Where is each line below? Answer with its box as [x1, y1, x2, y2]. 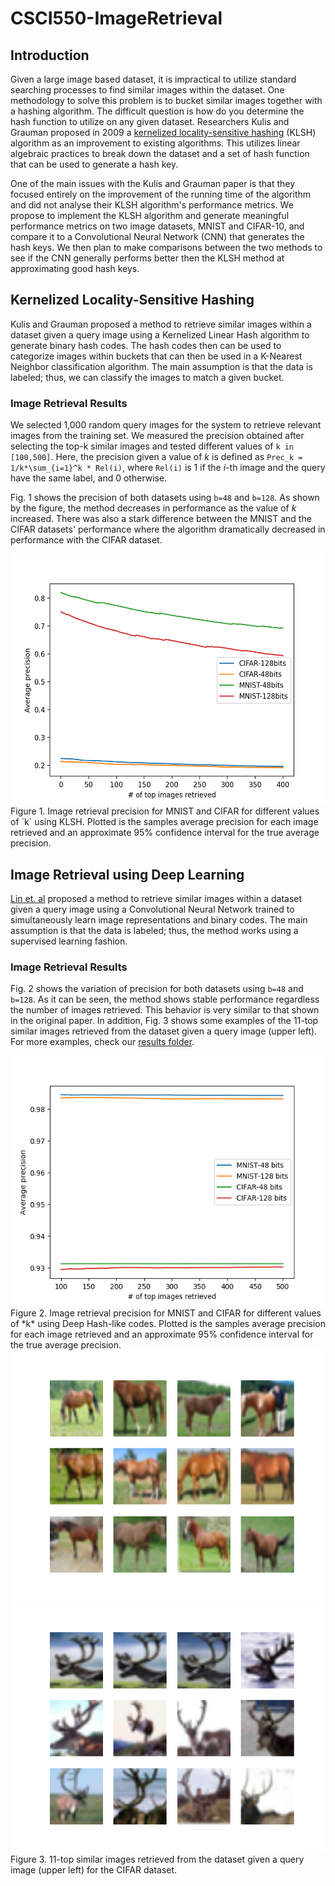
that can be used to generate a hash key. [10, 158, 179, 170]
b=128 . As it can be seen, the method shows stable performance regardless [10, 993, 320, 1006]
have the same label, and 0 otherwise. [10, 472, 168, 484]
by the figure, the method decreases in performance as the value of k [10, 502, 297, 514]
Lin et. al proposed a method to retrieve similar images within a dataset [10, 892, 303, 904]
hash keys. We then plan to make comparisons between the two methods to [10, 242, 323, 253]
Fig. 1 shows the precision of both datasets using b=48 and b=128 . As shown [10, 492, 320, 504]
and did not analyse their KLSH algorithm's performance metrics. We [10, 199, 294, 211]
